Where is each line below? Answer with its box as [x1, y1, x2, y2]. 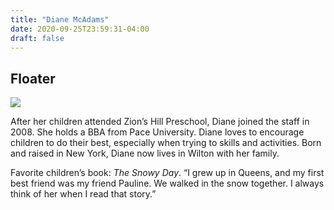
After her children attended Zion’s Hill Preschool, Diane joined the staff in [10, 116, 310, 128]
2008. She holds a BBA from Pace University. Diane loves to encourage [10, 126, 305, 138]
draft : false [10, 33, 65, 43]
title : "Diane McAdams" [10, 14, 110, 25]
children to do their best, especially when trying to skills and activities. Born [10, 137, 322, 149]
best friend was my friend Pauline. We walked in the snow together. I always [10, 177, 325, 190]
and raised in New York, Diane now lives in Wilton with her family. [10, 147, 280, 160]
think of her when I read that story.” [10, 188, 157, 200]
